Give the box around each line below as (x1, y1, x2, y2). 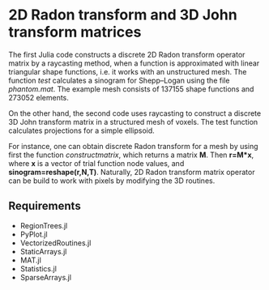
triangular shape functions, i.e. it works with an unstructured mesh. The (8, 66, 247, 76)
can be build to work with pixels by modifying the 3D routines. (8, 176, 216, 186)
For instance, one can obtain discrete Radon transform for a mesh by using (8, 141, 258, 151)
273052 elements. (8, 92, 69, 102)
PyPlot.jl (19, 229, 48, 239)
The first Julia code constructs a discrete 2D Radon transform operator (8, 49, 246, 59)
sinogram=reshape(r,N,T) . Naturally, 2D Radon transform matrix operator (8, 167, 255, 177)
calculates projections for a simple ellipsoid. (8, 126, 156, 135)
